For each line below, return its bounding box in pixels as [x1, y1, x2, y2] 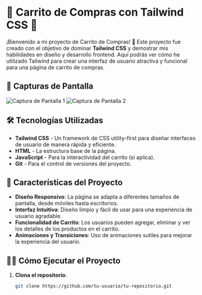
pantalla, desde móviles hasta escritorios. [14, 200, 119, 207]
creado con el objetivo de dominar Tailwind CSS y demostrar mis [6, 45, 169, 52]
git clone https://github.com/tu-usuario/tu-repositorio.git [14, 283, 172, 290]
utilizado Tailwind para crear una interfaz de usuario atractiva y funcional [6, 57, 188, 64]
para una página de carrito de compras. [6, 63, 105, 71]
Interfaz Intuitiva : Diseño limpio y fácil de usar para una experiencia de [14, 206, 193, 213]
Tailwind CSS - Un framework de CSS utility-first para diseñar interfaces [14, 134, 196, 141]
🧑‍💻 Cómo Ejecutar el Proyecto [6, 255, 121, 265]
